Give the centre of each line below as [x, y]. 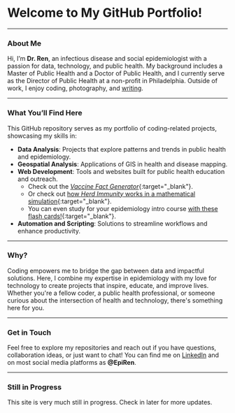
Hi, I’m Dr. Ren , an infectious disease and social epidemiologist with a [107, 59]
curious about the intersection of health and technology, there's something [115, 300]
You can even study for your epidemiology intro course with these [123, 208]
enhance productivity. [49, 231]
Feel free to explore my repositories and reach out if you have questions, [112, 348]
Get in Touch [29, 332]
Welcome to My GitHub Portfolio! [105, 13]
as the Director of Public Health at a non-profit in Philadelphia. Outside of [113, 81]
